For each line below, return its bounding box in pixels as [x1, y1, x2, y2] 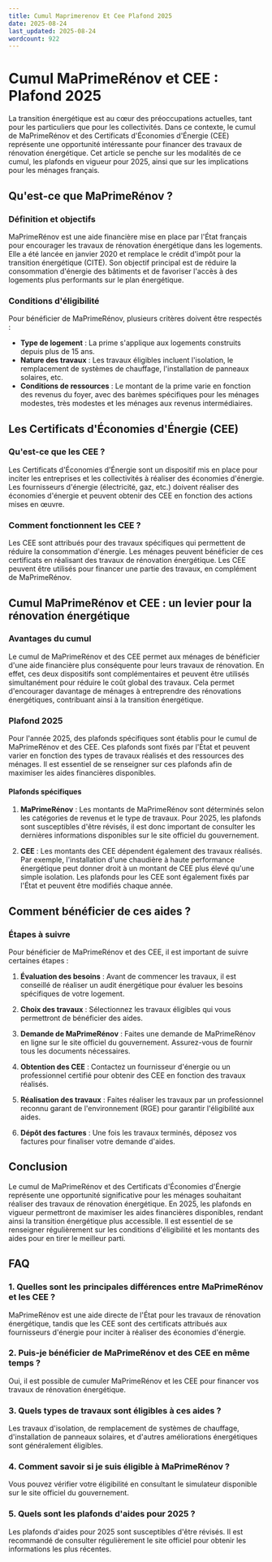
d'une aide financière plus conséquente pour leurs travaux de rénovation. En [8, 660, 265, 670]
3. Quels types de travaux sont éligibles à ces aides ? [8, 1404, 222, 1416]
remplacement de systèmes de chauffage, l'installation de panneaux [19, 364, 249, 374]
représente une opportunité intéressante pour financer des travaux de [8, 140, 243, 149]
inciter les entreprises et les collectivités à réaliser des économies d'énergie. [8, 473, 265, 483]
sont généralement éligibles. [8, 1441, 104, 1451]
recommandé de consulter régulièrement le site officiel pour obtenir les [8, 1535, 246, 1545]
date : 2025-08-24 [8, 19, 67, 28]
